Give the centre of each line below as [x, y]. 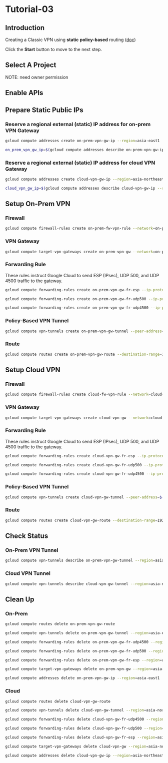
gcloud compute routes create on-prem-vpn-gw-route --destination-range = [84, 354]
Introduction [25, 28]
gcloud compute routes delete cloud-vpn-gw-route [58, 701]
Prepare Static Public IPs [44, 110]
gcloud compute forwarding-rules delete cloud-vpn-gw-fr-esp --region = [81, 737]
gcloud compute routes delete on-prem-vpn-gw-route [60, 624]
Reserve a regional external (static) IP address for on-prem [78, 124]
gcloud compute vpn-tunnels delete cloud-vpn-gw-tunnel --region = [76, 710]
